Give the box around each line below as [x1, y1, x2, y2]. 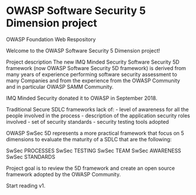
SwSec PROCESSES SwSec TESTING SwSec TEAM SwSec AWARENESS [6, 147, 181, 154]
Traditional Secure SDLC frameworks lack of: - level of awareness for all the [6, 106, 189, 113]
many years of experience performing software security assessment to [6, 71, 177, 78]
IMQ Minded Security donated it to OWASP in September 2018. [6, 95, 158, 102]
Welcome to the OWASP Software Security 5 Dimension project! [6, 47, 160, 54]
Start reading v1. [6, 182, 46, 189]
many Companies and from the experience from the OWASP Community [6, 77, 180, 84]
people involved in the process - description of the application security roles [6, 112, 190, 119]
